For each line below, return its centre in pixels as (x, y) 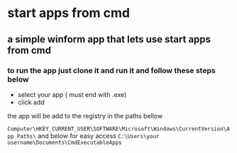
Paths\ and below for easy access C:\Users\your (88, 135)
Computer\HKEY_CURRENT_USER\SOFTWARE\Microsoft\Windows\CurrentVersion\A (119, 129)
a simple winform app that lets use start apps (109, 39)
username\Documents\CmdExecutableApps (65, 142)
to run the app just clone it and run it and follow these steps (111, 70)
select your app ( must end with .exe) (72, 94)
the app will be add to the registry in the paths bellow (85, 115)
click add (31, 102)
